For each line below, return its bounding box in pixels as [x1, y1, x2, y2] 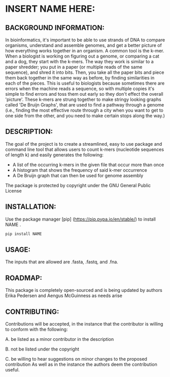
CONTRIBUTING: [5, 307, 59, 316]
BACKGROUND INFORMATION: [5, 23, 105, 32]
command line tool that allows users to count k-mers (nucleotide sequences [5, 146, 164, 152]
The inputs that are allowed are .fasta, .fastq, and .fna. [5, 259, 118, 265]
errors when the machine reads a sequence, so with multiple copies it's [5, 86, 155, 92]
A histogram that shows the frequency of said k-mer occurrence [12, 167, 147, 173]
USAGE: [5, 245, 31, 254]
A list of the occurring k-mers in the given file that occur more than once [12, 161, 164, 168]
